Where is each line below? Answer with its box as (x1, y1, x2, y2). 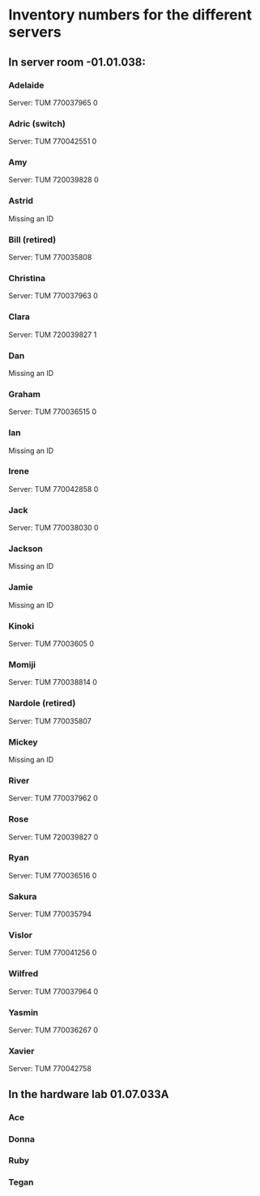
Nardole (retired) (8, 698, 76, 709)
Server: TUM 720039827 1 (8, 330, 97, 340)
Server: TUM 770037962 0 (8, 793, 99, 803)
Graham (8, 388, 40, 399)
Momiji (8, 659, 36, 670)
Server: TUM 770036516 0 (8, 870, 97, 880)
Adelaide (8, 79, 45, 91)
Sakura (8, 891, 37, 902)
